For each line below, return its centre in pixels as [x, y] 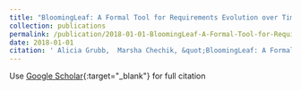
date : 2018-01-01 [42, 42]
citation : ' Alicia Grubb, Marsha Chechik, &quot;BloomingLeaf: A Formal [152, 51]
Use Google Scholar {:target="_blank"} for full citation [107, 76]
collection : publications [57, 26]
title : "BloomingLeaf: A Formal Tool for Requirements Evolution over [144, 17]
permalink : [30, 34]
